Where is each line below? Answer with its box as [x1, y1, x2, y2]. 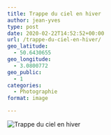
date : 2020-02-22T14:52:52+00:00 [7, 29, 105, 37]
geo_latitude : [7, 43, 49, 50]
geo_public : [7, 69, 42, 76]
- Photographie [13, 88, 58, 95]
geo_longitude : [7, 56, 52, 63]
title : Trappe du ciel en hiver [7, 10, 101, 17]
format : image [7, 95, 49, 102]
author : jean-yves [7, 17, 61, 24]
